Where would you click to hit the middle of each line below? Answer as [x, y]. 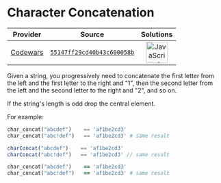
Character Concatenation [81, 13]
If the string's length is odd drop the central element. [81, 103]
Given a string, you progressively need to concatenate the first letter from [110, 75]
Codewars [27, 52]
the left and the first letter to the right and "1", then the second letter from [110, 83]
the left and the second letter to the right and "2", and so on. [92, 90]
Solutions [157, 34]
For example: [26, 117]
